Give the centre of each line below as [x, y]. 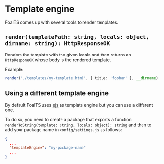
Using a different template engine [57, 93]
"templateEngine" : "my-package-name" [48, 148]
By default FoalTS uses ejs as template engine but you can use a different [79, 105]
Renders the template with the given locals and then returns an [68, 55]
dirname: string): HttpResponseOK [58, 44]
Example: [14, 69]
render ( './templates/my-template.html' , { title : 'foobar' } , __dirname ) [82, 78]
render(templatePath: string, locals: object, [77, 37]
